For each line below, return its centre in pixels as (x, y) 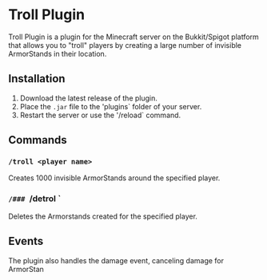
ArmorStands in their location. (58, 53)
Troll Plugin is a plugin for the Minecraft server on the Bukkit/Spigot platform (134, 37)
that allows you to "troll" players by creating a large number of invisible (125, 45)
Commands (38, 140)
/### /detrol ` (35, 199)
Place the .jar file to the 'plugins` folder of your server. (111, 106)
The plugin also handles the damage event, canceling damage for (116, 260)
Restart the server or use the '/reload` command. (100, 115)
